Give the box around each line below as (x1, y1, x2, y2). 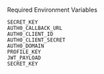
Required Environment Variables (7, 6, 98, 14)
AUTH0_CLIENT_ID (7, 31, 53, 37)
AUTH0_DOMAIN (7, 43, 44, 50)
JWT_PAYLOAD (7, 54, 41, 61)
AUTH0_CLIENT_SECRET (7, 37, 66, 43)
